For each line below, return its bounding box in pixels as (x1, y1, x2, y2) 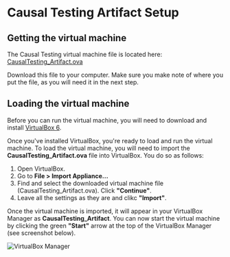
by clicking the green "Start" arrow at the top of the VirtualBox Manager (7, 221, 212, 230)
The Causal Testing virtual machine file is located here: (7, 50, 163, 58)
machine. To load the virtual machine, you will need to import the (7, 144, 191, 152)
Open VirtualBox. (16, 164, 66, 173)
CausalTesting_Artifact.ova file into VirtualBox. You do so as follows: (7, 151, 204, 159)
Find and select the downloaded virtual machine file (16, 179, 164, 187)
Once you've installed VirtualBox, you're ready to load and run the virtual (7, 136, 213, 145)
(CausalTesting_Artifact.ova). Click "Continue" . (16, 186, 152, 195)
